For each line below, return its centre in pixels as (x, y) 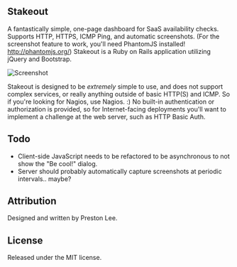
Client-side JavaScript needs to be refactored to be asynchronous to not (123, 156)
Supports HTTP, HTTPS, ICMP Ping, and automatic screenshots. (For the (114, 36)
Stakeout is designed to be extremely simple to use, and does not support (115, 86)
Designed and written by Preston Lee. (62, 218)
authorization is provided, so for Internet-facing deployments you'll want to (117, 109)
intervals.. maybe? (44, 179)
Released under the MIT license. (55, 258)
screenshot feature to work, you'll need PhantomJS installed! (97, 44)
